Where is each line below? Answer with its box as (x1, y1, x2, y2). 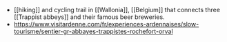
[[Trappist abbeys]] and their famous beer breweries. (13, 13, 165, 21)
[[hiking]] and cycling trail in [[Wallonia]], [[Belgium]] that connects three (13, 6, 221, 14)
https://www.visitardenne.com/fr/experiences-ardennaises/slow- (13, 20, 199, 28)
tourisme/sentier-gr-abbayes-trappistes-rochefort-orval (13, 27, 174, 35)
